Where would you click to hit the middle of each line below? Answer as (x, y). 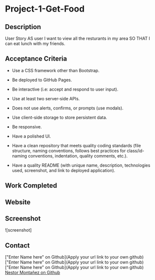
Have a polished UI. (31, 136)
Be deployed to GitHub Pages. (42, 80)
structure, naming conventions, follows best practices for (69, 151)
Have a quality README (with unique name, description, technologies (81, 165)
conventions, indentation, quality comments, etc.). (78, 156)
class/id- (135, 151)
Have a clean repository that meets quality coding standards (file (76, 145)
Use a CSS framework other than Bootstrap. (56, 70)
